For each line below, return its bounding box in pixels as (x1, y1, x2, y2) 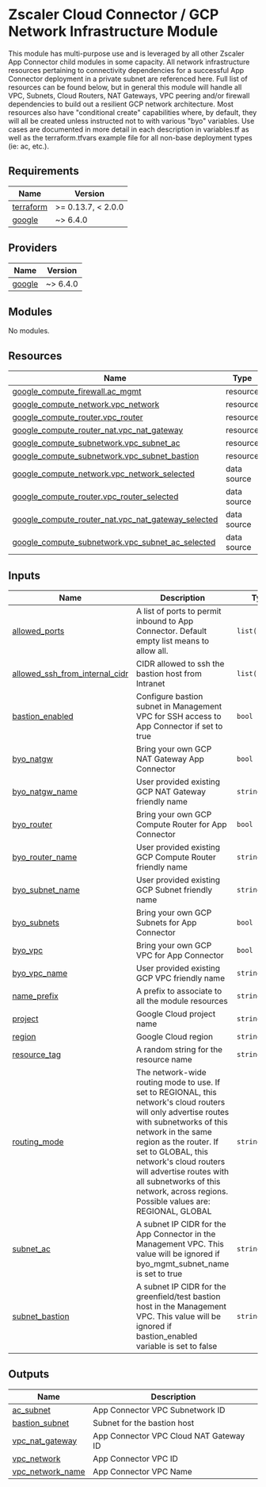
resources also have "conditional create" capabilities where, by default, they (8, 107, 257, 117)
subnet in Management (135, 701, 222, 712)
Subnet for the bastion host (93, 1417, 195, 1428)
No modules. (8, 326, 50, 336)
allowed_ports (12, 625, 65, 636)
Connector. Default (135, 625, 207, 636)
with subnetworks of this (135, 1116, 228, 1128)
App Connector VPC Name (93, 1466, 192, 1477)
